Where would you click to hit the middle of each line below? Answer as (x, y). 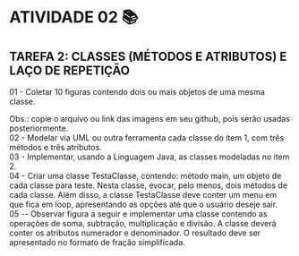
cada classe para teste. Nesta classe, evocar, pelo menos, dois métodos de (149, 185)
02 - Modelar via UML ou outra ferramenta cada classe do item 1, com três (147, 138)
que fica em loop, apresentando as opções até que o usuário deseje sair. (144, 204)
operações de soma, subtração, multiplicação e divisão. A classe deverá (143, 223)
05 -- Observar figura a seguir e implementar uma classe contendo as (138, 214)
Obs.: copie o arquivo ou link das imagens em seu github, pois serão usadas (150, 119)
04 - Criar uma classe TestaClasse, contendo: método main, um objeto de (145, 176)
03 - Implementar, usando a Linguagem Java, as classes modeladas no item (149, 157)
